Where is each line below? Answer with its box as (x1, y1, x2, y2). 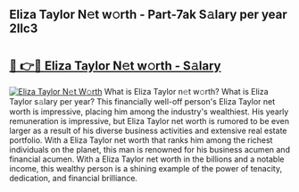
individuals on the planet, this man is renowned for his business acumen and (9, 145, 290, 154)
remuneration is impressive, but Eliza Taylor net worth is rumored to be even (9, 116, 290, 126)
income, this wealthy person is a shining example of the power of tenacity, (9, 163, 283, 173)
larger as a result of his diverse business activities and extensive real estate (9, 125, 287, 136)
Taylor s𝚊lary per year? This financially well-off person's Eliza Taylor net (9, 96, 276, 106)
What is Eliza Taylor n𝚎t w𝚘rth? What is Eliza (104, 87, 270, 96)
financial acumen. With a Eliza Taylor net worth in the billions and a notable (9, 154, 285, 164)
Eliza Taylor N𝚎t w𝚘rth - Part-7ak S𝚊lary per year (9, 7, 287, 22)
